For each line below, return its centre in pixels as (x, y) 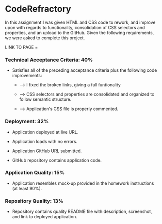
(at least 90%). (27, 188)
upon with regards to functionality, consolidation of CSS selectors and (75, 27)
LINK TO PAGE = (21, 47)
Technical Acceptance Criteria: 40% (49, 60)
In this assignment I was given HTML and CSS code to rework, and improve (80, 22)
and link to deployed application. (45, 217)
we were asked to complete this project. (45, 38)
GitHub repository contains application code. (57, 160)
